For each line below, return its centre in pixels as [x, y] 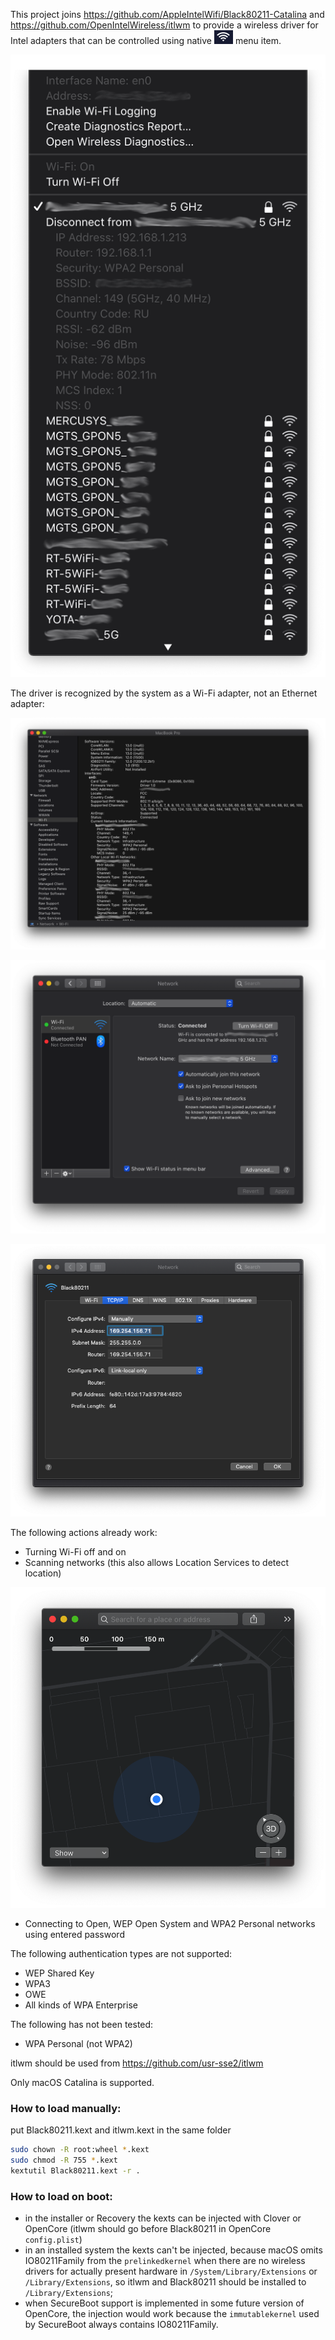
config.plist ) [53, 2239]
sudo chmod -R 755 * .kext [64, 2160]
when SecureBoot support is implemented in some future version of [164, 2303]
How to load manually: [66, 2108]
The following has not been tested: [82, 2024]
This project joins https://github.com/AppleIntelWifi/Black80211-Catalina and [167, 14]
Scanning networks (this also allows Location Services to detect [156, 1562]
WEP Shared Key [59, 1973]
